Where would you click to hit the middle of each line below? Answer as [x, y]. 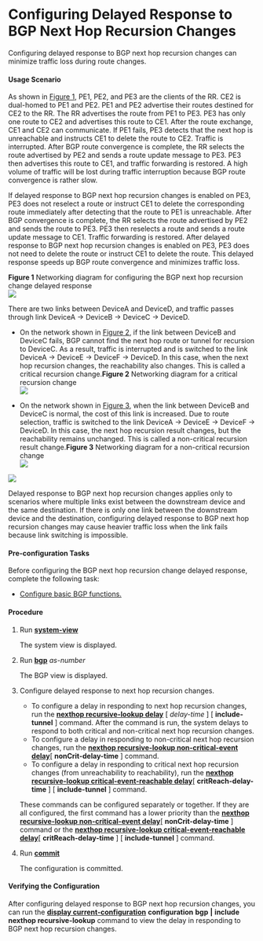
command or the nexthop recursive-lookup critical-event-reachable [132, 829]
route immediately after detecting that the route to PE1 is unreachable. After [130, 212]
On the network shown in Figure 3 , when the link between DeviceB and [134, 405]
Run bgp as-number [52, 660]
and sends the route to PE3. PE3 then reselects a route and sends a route [126, 229]
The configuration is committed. [71, 868]
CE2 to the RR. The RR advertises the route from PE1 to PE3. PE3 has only [127, 114]
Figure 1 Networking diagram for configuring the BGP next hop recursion [126, 277]
